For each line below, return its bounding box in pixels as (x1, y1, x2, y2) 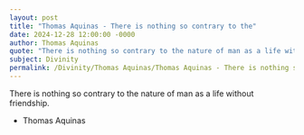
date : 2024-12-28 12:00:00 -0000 (9, 30, 136, 39)
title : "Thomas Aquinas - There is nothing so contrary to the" (9, 22, 257, 31)
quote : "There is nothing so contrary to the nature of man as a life (9, 47, 281, 56)
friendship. (9, 97, 50, 108)
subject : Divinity (9, 55, 79, 64)
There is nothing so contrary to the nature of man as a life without (9, 87, 254, 99)
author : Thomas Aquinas (9, 38, 100, 48)
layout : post (9, 13, 59, 22)
